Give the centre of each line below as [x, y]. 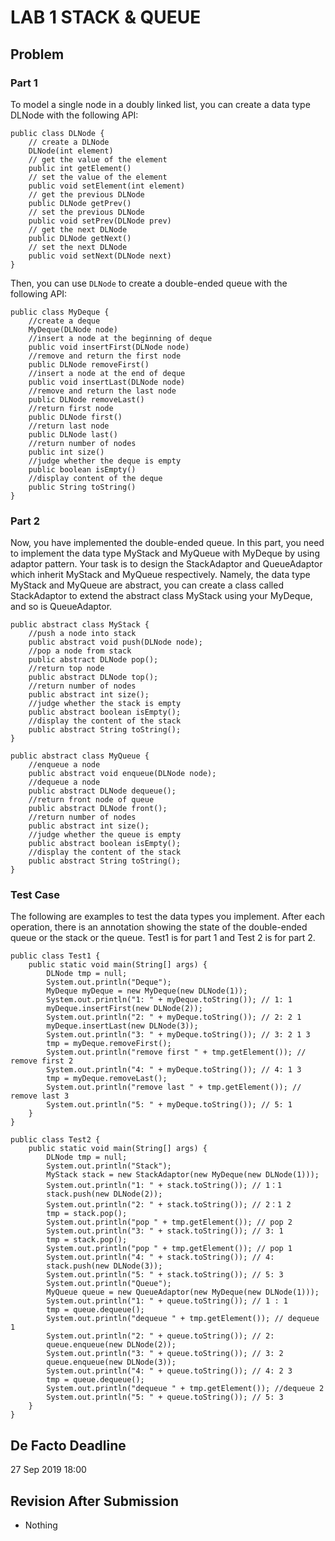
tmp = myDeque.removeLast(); [107, 1079]
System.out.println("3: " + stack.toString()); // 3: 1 [165, 1231]
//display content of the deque [95, 478]
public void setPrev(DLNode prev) [100, 221]
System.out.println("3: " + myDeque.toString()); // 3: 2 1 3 [178, 1035]
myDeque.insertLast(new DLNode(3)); [122, 1026]
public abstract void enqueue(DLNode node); [122, 774]
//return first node [71, 408]
